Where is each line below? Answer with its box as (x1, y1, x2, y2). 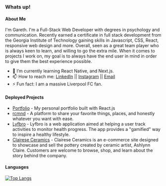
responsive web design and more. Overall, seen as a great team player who (5, 43, 160, 49)
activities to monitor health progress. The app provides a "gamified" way (12, 126, 161, 132)
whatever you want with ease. (12, 116, 74, 122)
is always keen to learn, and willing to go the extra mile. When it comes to (5, 48, 155, 54)
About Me (5, 16, 26, 22)
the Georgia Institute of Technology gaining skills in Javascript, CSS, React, (5, 37, 159, 43)
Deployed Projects (5, 94, 44, 100)
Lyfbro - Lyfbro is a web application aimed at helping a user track (12, 121, 146, 127)
